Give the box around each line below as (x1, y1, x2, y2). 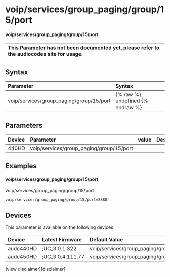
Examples (5, 162, 37, 170)
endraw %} (115, 104, 142, 111)
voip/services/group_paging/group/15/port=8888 (5, 197, 108, 202)
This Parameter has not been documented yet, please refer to (8, 44, 160, 51)
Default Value (89, 236, 123, 244)
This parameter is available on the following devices (5, 224, 114, 230)
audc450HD (8, 253, 37, 260)
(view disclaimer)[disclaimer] (5, 266, 66, 272)
